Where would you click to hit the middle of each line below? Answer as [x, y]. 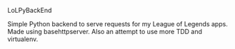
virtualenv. [23, 39]
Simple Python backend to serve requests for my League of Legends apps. [118, 24]
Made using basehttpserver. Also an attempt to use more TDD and [105, 32]
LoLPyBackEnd [30, 10]
